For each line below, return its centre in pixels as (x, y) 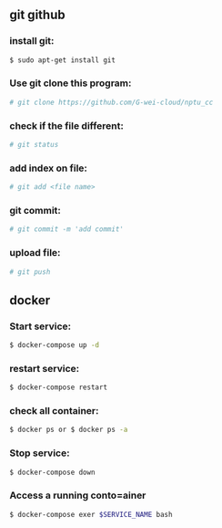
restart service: (45, 368)
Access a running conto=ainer (78, 495)
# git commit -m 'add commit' (67, 229)
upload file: (35, 253)
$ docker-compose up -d (55, 345)
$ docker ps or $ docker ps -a (69, 430)
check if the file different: (67, 125)
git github (37, 15)
